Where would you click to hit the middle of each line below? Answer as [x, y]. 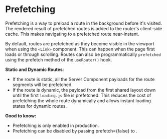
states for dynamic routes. [39, 106]
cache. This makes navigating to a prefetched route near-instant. [72, 34]
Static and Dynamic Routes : [35, 69]
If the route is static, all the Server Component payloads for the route [83, 79]
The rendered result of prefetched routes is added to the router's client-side [84, 28]
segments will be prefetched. [42, 85]
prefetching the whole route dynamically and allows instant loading [82, 100]
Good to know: [21, 116]
